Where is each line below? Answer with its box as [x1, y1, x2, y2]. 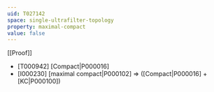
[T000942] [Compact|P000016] [17, 62, 110, 70]
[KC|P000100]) [17, 77, 61, 86]
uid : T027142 [7, 10, 45, 17]
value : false [7, 29, 45, 37]
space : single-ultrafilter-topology [7, 17, 114, 24]
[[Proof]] [7, 49, 33, 57]
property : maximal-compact [7, 23, 86, 30]
